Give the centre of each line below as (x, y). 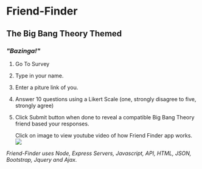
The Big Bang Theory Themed (64, 34)
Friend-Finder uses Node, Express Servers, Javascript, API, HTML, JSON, (99, 153)
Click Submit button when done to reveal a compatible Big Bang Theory (105, 117)
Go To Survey (32, 64)
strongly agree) (34, 105)
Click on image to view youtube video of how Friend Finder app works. (104, 135)
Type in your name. (39, 75)
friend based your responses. (52, 124)
